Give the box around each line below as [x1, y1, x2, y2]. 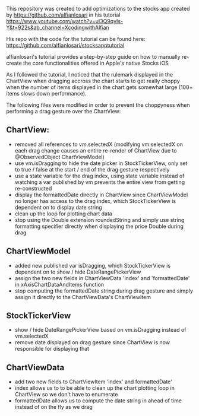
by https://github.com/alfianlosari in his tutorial [6, 11, 121, 18]
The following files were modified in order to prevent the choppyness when [6, 101, 190, 109]
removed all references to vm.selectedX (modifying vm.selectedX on [14, 141, 183, 148]
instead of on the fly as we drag [14, 404, 93, 411]
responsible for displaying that [14, 345, 90, 353]
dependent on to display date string [14, 204, 102, 211]
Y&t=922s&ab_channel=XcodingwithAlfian [6, 24, 110, 31]
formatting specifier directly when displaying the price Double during [14, 223, 184, 230]
